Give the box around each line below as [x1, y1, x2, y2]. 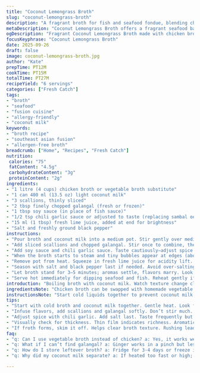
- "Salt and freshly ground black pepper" [6, 225, 113, 231]
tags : [6, 92, 20, 98]
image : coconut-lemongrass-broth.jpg [6, 53, 100, 59]
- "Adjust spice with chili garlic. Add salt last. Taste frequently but [6, 314, 193, 320]
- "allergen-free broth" [6, 141, 68, 148]
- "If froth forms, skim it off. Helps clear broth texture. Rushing [6, 325, 183, 331]
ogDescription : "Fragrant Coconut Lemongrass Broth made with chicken [6, 31, 185, 37]
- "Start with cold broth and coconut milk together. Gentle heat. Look [6, 303, 190, 309]
